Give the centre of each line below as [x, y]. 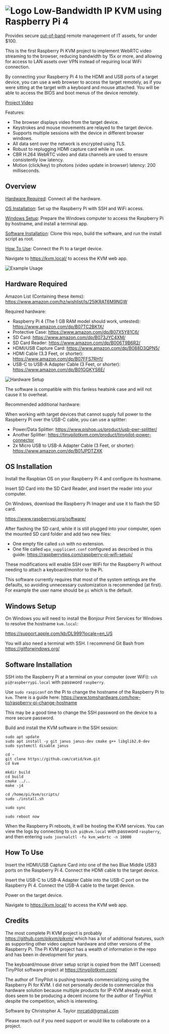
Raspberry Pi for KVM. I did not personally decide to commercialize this [79, 985]
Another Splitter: [30, 434]
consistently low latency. [38, 160]
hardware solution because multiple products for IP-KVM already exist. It [81, 990]
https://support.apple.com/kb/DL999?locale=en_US [59, 634]
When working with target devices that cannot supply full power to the [78, 414]
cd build [14, 777]
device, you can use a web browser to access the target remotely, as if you [83, 82]
